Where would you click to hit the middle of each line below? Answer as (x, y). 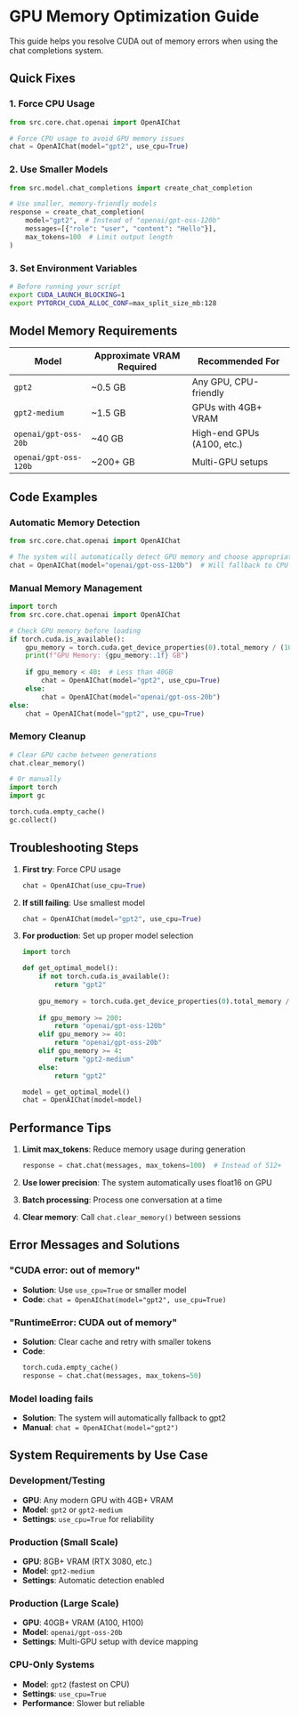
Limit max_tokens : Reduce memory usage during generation (134, 1149)
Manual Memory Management (76, 587)
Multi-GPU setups (230, 462)
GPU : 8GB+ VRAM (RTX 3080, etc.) (87, 1561)
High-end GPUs (226, 433)
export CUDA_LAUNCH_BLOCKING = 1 (67, 295)
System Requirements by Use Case (109, 1456)
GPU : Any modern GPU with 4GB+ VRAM (97, 1500)
